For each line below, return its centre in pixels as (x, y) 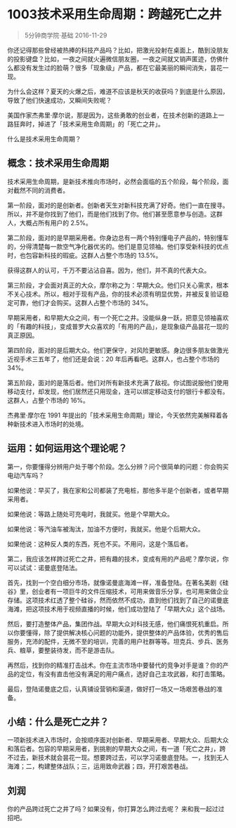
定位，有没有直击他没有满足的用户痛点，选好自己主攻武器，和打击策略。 (124, 674)
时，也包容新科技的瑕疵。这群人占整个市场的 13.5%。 (85, 255)
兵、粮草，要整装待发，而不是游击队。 (63, 650)
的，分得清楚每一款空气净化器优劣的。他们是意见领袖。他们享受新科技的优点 (118, 246)
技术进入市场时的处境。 (53, 424)
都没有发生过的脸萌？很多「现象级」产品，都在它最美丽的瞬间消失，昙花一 (121, 67)
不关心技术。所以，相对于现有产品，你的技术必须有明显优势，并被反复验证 (115, 294)
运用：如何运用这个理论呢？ (67, 448)
